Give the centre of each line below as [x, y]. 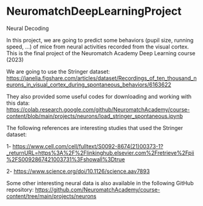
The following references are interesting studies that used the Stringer [95, 128]
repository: [20, 189]
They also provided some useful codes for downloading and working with [99, 96]
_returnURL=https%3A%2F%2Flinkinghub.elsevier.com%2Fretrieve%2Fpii [100, 153]
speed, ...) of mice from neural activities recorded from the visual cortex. [98, 47]
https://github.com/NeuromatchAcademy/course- [98, 189]
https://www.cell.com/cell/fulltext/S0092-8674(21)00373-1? [88, 146]
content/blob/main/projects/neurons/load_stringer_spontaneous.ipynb [95, 116]
